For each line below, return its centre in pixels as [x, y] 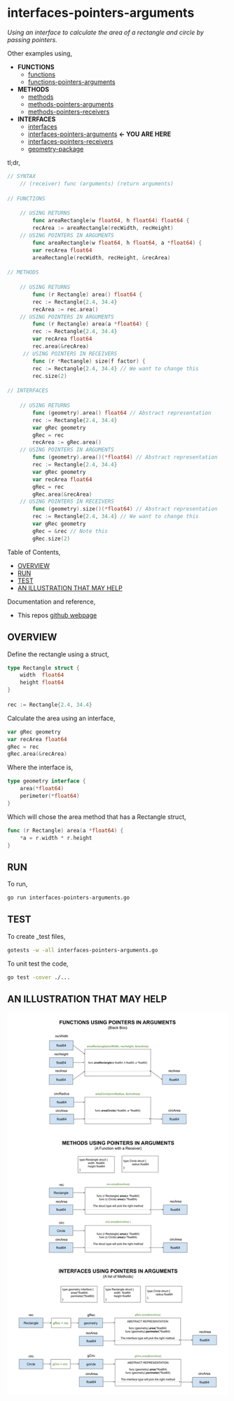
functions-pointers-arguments [71, 81]
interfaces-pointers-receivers [70, 141]
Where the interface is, [40, 767]
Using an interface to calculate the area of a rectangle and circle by [106, 32]
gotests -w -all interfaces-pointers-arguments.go [83, 950]
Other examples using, [40, 53]
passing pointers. [32, 39]
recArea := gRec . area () [67, 442]
